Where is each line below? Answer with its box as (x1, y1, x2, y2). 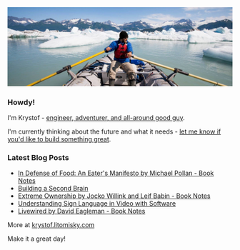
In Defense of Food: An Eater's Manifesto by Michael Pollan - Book (17, 169, 214, 178)
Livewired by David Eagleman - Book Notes (17, 207, 146, 216)
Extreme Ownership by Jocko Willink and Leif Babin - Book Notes (17, 191, 211, 200)
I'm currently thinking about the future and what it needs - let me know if (7, 127, 221, 136)
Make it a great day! (7, 234, 66, 243)
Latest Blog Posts (7, 152, 69, 162)
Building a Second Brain (17, 184, 89, 193)
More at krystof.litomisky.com (7, 221, 95, 229)
